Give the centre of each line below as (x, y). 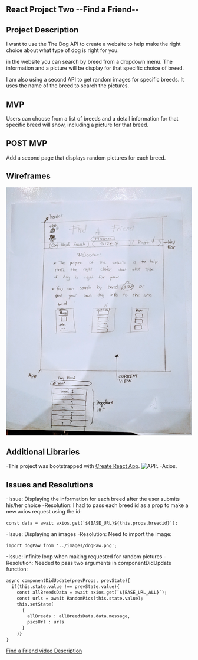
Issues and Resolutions (49, 485)
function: (17, 569)
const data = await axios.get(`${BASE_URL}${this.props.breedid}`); (92, 523)
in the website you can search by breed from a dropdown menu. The (89, 62)
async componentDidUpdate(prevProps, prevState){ (68, 581)
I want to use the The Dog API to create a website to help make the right (93, 44)
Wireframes (29, 176)
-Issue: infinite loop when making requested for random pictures (84, 557)
